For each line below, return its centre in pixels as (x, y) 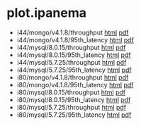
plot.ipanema (46, 13)
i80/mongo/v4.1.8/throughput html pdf (73, 77)
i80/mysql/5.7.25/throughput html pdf (72, 107)
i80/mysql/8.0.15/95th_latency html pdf (74, 99)
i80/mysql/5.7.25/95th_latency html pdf (74, 115)
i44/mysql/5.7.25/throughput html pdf (72, 62)
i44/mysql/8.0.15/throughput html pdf (71, 47)
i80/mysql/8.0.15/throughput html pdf (71, 92)
